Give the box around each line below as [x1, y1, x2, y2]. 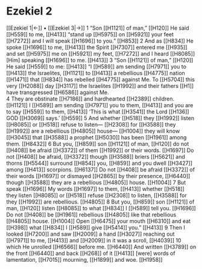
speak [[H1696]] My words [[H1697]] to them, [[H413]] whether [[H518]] [6, 185, 185, 192]
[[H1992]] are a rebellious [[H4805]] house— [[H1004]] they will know [6, 127, 180, 134]
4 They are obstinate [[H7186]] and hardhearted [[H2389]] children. [6, 95, 175, 102]
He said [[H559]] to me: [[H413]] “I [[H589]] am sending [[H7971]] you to [6, 62, 187, 70]
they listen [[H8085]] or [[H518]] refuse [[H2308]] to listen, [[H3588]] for [6, 191, 187, 199]
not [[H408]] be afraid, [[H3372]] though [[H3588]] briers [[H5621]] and [6, 153, 185, 160]
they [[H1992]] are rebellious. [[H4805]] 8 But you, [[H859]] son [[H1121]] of [6, 198, 195, 205]
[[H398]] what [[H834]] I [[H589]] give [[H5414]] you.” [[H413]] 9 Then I [6, 224, 185, 231]
